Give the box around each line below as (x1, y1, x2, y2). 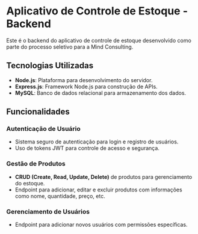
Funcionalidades (6, 107, 70, 117)
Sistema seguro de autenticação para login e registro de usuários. (14, 138, 179, 145)
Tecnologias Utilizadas (6, 61, 94, 71)
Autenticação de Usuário (6, 125, 81, 133)
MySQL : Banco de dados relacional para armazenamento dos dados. (14, 89, 187, 97)
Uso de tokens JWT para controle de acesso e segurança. (14, 145, 159, 152)
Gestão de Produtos (6, 160, 66, 168)
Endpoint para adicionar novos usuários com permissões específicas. (14, 221, 188, 229)
